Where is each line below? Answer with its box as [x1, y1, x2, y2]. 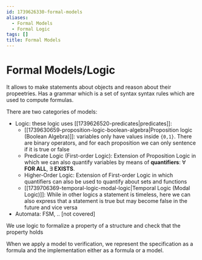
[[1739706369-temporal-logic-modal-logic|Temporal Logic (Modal [24, 184, 190, 191]
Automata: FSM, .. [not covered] [15, 210, 96, 217]
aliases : [6, 15, 29, 21]
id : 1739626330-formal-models [6, 9, 83, 15]
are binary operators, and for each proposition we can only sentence [24, 139, 196, 146]
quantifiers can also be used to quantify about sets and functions [24, 177, 187, 185]
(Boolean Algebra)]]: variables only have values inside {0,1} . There [24, 132, 192, 140]
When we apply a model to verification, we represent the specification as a [6, 240, 194, 247]
